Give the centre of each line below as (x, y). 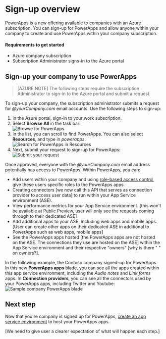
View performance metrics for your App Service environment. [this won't (87, 205)
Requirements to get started (35, 45)
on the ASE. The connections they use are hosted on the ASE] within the (86, 242)
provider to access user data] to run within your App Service (74, 195)
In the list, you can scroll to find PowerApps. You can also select (78, 134)
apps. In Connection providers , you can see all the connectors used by (78, 278)
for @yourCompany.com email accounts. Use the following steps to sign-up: (83, 108)
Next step (21, 305)
